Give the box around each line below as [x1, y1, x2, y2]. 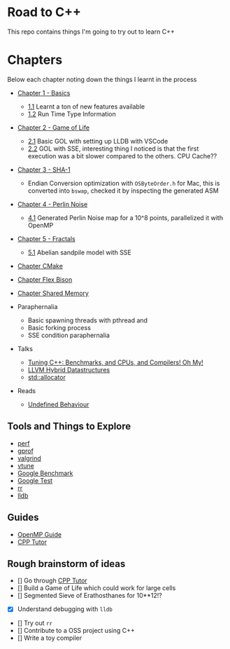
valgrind [17, 453, 42, 463]
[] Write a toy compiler [17, 634, 82, 642]
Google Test [17, 476, 53, 484]
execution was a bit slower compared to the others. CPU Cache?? [27, 151, 217, 160]
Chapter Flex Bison [17, 275, 73, 284]
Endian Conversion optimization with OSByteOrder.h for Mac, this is [27, 179, 220, 187]
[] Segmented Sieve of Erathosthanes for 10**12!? [17, 592, 163, 600]
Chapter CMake [17, 261, 63, 270]
